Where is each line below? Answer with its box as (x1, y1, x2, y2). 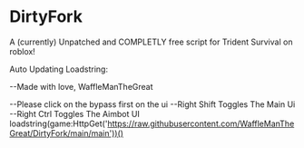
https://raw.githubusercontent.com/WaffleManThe (107, 118, 295, 129)
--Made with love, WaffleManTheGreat (9, 81, 153, 92)
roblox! (9, 45, 36, 56)
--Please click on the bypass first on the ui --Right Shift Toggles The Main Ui (9, 98, 296, 110)
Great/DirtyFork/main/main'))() (9, 127, 124, 138)
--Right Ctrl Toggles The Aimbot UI (9, 108, 141, 119)
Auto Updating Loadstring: (9, 64, 109, 74)
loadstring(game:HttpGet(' (9, 118, 108, 129)
